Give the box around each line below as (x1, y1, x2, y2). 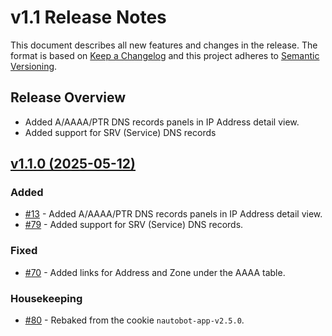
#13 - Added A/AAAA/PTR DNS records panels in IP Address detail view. (24, 208, 323, 220)
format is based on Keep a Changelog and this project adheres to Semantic (10, 49, 320, 61)
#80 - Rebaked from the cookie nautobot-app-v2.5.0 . (24, 314, 245, 326)
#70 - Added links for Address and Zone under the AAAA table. (24, 266, 286, 278)
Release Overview (10, 89, 127, 106)
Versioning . (10, 60, 58, 72)
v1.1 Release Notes (10, 6, 167, 29)
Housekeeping (10, 291, 83, 305)
